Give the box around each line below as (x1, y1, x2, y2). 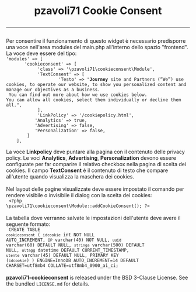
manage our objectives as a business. (6, 87, 100, 93)
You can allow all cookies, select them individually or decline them (6, 97, 181, 103)
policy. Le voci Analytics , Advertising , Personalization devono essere (6, 154, 177, 162)
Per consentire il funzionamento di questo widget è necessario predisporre (6, 37, 186, 44)
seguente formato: (6, 221, 51, 228)
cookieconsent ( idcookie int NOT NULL (6, 232, 95, 238)
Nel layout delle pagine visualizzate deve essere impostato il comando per (6, 185, 184, 193)
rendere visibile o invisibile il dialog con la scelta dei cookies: (6, 192, 152, 199)
